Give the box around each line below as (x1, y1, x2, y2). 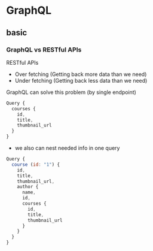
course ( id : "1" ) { (11, 161, 60, 168)
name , (22, 189, 36, 195)
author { (17, 184, 39, 190)
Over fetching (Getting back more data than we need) (14, 70, 147, 78)
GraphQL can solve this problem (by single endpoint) (6, 88, 136, 96)
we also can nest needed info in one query (14, 144, 120, 152)
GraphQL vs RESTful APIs (6, 46, 82, 54)
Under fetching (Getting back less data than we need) (14, 77, 148, 84)
